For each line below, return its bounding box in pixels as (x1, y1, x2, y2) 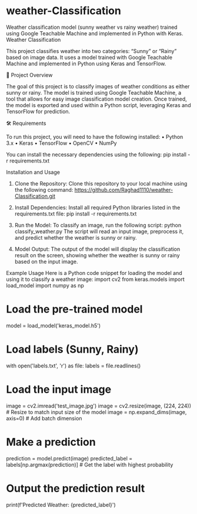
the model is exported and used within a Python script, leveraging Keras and (6, 101, 191, 108)
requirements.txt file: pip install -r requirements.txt (14, 210, 137, 217)
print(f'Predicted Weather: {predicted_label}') (6, 501, 116, 508)
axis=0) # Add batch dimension (6, 414, 82, 422)
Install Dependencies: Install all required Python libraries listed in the (14, 204, 181, 211)
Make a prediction (6, 435, 96, 449)
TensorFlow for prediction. (6, 108, 71, 115)
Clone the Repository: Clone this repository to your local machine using (14, 180, 188, 187)
